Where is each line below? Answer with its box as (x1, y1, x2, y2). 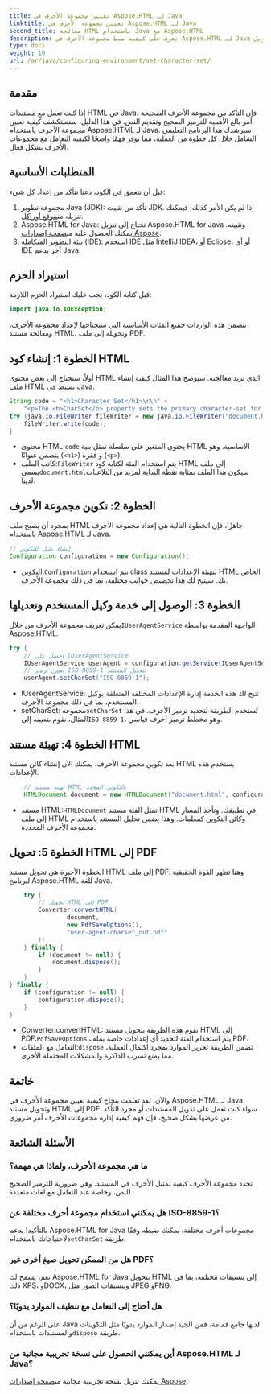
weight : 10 (9, 49, 46, 57)
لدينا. (20, 476, 35, 485)
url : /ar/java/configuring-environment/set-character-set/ (9, 57, 211, 65)
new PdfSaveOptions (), (66, 921, 143, 929)
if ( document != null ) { (38, 951, 121, 959)
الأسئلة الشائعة (9, 1136, 75, 1149)
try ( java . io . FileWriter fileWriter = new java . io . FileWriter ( (9, 412, 226, 420)
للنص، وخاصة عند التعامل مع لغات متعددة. (9, 1186, 133, 1196)
